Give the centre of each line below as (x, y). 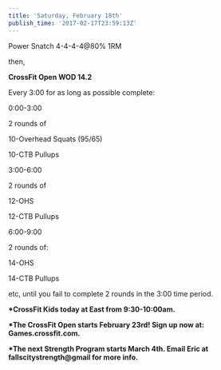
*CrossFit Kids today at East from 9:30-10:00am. (92, 309)
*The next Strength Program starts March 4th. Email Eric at (109, 348)
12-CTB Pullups (34, 216)
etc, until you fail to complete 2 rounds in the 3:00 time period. (111, 293)
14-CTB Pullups (34, 278)
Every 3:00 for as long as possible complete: (82, 92)
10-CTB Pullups (34, 154)
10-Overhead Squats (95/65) (55, 139)
